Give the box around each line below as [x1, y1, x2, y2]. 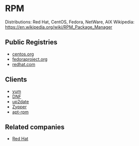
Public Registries [5, 38, 57, 47]
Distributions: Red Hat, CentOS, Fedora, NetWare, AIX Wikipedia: [5, 19, 135, 25]
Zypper [12, 104, 27, 110]
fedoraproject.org [12, 56, 48, 62]
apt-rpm [12, 109, 29, 114]
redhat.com [12, 61, 35, 67]
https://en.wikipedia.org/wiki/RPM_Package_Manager [5, 24, 113, 30]
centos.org [12, 51, 34, 57]
